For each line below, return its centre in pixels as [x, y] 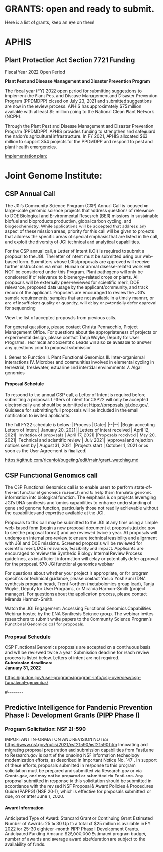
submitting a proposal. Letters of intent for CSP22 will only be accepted [77, 400]
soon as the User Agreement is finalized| [46, 451]
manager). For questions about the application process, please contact [76, 594]
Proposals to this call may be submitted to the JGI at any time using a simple [81, 522]
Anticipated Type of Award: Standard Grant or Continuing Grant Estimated [79, 818]
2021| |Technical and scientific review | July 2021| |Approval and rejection [79, 440]
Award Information [24, 808]
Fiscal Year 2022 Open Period [35, 72]
